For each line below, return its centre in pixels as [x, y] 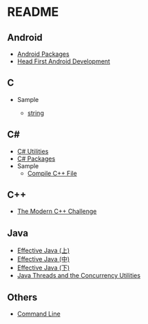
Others [22, 297]
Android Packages [43, 54]
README [33, 12]
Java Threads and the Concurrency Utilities [79, 276]
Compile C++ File [52, 173]
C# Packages [36, 159]
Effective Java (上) [43, 251]
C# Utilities [33, 151]
